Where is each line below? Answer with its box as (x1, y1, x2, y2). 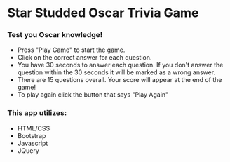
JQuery (17, 146, 40, 155)
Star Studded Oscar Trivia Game (7, 5, 199, 21)
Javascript (17, 139, 48, 147)
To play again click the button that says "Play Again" (17, 90, 169, 99)
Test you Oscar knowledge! (7, 30, 103, 40)
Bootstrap (17, 131, 46, 140)
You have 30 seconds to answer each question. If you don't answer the (17, 61, 224, 69)
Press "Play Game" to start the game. (17, 46, 126, 54)
